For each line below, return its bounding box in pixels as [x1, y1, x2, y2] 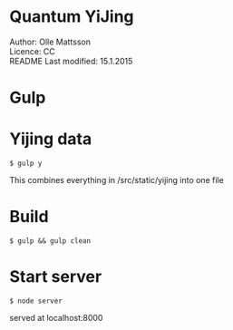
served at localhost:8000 [9, 312, 103, 323]
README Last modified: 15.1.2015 [9, 55, 133, 66]
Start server [9, 267, 102, 287]
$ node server [9, 296, 63, 306]
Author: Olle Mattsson [9, 36, 91, 47]
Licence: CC [9, 45, 56, 56]
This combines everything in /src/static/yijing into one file [9, 175, 224, 186]
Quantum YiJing [9, 6, 134, 27]
